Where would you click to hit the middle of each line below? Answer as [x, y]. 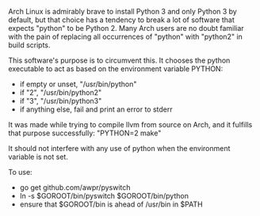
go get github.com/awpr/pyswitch [75, 188]
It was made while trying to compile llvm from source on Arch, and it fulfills [130, 125]
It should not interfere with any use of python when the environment [119, 148]
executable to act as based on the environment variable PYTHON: [116, 69]
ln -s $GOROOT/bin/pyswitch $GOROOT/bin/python [104, 196]
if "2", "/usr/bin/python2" [61, 93]
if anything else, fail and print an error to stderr [96, 109]
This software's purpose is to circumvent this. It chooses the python [119, 60]
